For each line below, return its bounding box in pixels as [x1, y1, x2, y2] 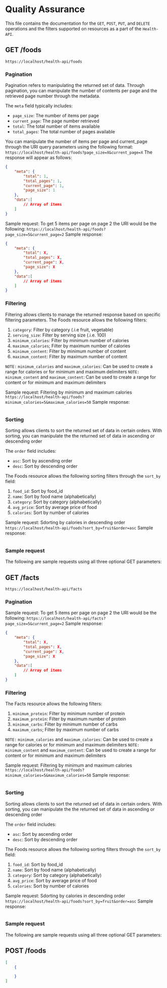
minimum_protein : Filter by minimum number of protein [12, 711, 125, 717]
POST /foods [5, 947, 46, 955]
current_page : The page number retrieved [12, 118, 99, 124]
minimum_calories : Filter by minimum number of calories [12, 337, 129, 343]
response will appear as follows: [5, 155, 72, 161]
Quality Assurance [5, 4, 85, 15]
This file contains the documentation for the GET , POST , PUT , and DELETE [5, 20, 150, 26]
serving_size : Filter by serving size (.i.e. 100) [12, 332, 106, 338]
